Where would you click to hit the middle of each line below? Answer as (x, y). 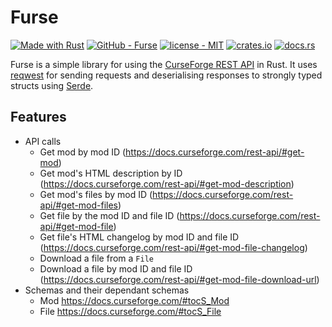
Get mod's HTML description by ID (111, 173)
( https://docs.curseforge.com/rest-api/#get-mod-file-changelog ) (173, 247)
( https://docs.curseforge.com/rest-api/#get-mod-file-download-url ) (179, 279)
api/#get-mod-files (79, 205)
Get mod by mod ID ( (83, 152)
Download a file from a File (96, 258)
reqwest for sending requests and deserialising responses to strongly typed (166, 75)
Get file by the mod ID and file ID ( (109, 215)
